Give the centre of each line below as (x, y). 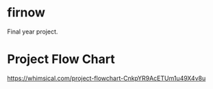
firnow (26, 13)
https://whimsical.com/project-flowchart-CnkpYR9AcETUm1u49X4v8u (106, 78)
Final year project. (33, 31)
